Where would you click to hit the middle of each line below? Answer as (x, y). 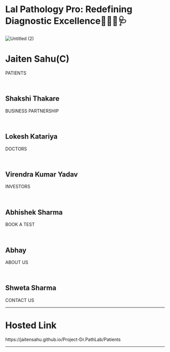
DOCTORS (16, 149)
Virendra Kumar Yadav (42, 174)
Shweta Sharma (31, 288)
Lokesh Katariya (32, 137)
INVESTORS (18, 187)
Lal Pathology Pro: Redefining (69, 9)
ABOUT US (17, 262)
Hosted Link (31, 325)
